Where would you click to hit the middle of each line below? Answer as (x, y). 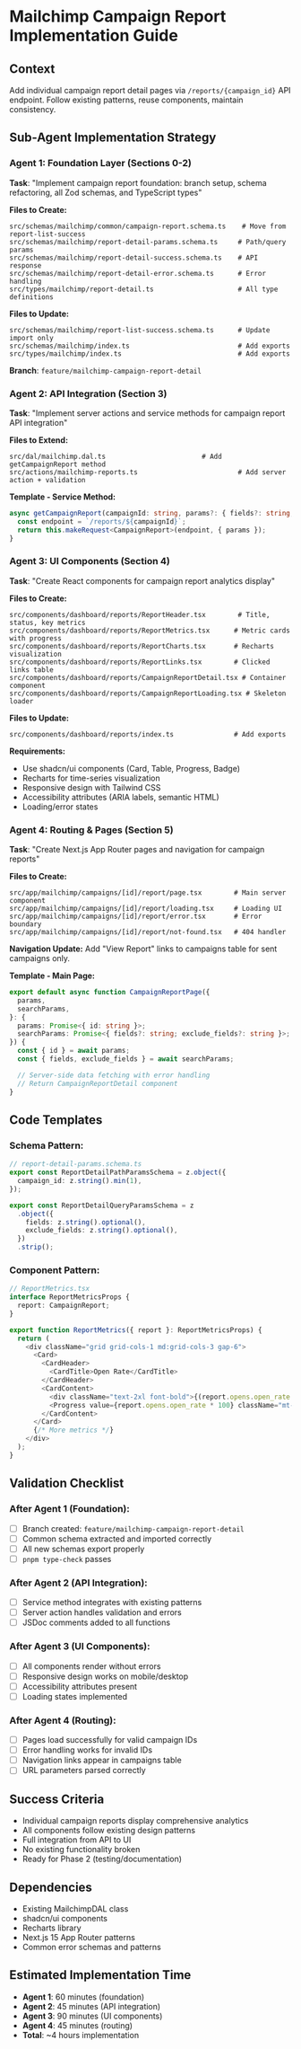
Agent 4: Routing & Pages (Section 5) (91, 830)
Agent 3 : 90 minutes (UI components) (92, 2016)
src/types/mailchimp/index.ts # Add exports (150, 353)
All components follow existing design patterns (109, 1831)
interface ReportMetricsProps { (69, 1297)
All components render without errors (91, 1666)
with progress (36, 638)
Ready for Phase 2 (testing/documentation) (102, 1859)
